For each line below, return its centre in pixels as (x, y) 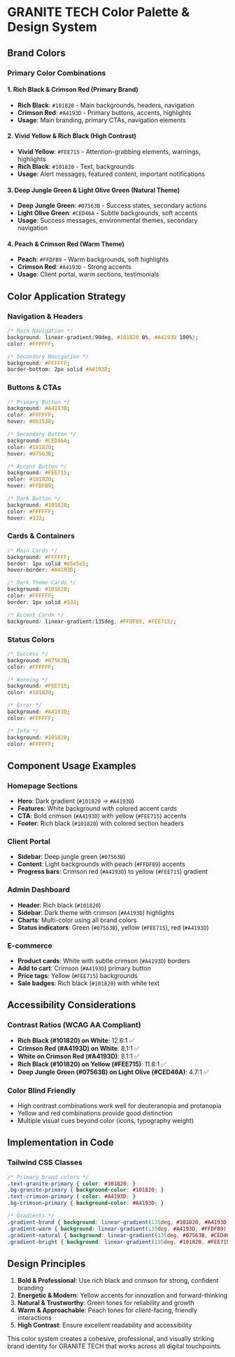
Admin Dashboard (38, 890)
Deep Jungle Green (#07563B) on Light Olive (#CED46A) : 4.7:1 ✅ (113, 1072)
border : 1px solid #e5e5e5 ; (48, 564)
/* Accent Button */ (37, 467)
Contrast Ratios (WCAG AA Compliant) (74, 1025)
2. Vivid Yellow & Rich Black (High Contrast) (72, 136)
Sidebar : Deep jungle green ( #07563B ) (71, 857)
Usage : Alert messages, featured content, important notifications (111, 174)
